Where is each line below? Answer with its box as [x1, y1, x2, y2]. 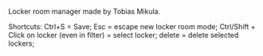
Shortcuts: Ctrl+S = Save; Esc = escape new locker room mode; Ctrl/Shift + [8, 22, 257, 31]
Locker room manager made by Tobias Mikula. [8, 7, 161, 16]
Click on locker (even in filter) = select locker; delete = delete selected [8, 31, 239, 39]
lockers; [8, 39, 35, 48]
